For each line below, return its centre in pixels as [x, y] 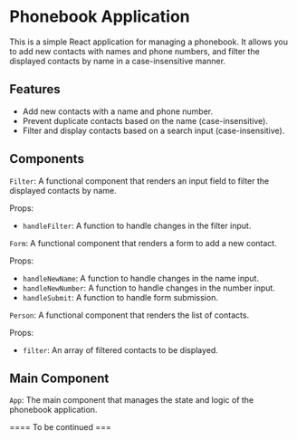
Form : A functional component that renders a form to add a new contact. [144, 243]
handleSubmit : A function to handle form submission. [120, 297]
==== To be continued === [60, 427]
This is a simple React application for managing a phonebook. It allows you [148, 42]
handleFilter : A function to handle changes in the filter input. [137, 225]
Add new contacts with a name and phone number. [118, 111]
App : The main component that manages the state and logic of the [132, 400]
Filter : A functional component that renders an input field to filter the [139, 181]
